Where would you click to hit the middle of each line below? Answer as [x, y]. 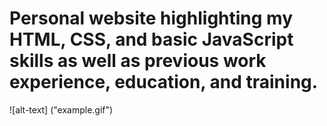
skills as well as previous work [138, 61]
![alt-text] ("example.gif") [61, 109]
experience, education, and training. [164, 82]
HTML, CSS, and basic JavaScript [151, 39]
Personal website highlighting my [151, 18]
